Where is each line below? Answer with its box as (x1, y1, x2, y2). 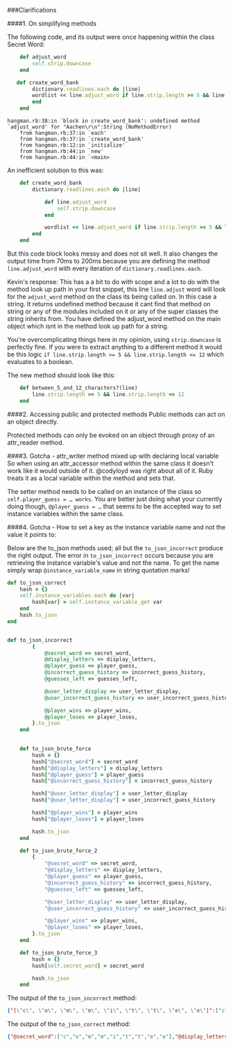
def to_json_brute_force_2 (19, 847, 98, 854)
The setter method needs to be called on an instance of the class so (7, 487, 202, 495)
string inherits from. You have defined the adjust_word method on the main (7, 315, 221, 322)
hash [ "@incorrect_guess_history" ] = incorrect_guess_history (32, 777, 213, 784)
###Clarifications (7, 6, 57, 14)
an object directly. (7, 417, 59, 426)
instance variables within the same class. (7, 509, 125, 518)
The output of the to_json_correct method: (7, 1020, 131, 1028)
